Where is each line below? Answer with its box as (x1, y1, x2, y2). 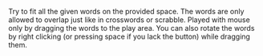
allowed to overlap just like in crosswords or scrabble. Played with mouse (8, 15, 250, 24)
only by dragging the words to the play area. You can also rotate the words (8, 24, 255, 32)
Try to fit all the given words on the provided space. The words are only (8, 7, 245, 16)
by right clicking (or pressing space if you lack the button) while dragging (8, 32, 251, 41)
